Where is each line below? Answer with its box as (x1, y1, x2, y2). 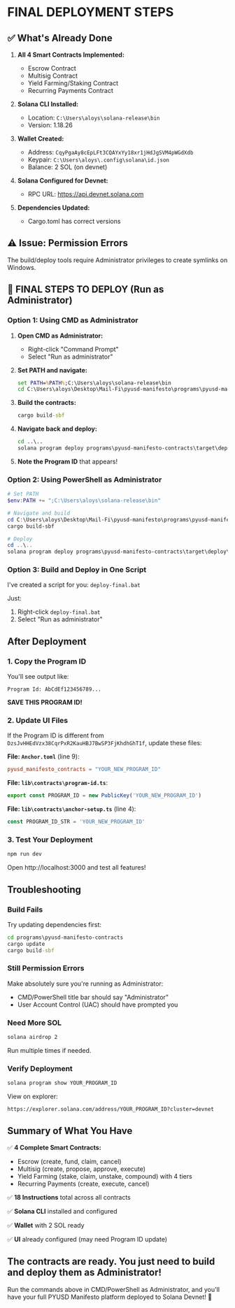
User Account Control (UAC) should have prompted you (17, 1000, 178, 1009)
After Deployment (7, 635, 87, 647)
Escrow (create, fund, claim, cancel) (17, 1158, 122, 1166)
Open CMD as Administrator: (17, 331, 104, 340)
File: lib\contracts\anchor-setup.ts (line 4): (7, 805, 136, 813)
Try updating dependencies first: (7, 920, 102, 928)
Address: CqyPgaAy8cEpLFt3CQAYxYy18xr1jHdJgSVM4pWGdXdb (27, 148, 194, 156)
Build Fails (7, 905, 43, 914)
